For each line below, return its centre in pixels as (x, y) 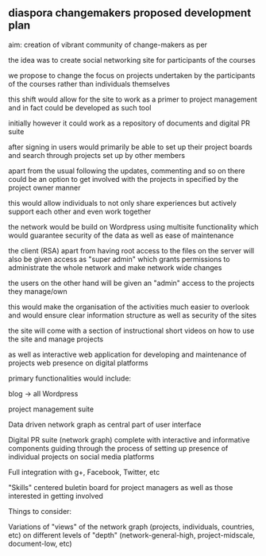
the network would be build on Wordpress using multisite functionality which (134, 226)
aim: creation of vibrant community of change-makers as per (108, 44)
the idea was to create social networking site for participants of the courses (132, 60)
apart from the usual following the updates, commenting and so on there (127, 171)
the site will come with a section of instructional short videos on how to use (131, 330)
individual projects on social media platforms (81, 457)
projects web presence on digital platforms (78, 363)
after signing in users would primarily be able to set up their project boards (130, 147)
